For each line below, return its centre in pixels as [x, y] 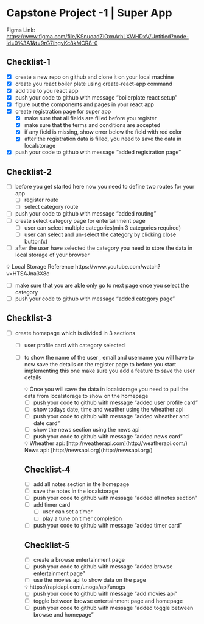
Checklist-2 [29, 172]
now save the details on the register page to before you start [100, 364]
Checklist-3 [29, 318]
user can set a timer [67, 512]
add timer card [52, 505]
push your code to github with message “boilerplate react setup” [96, 97]
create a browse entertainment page [79, 560]
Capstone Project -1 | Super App [89, 13]
